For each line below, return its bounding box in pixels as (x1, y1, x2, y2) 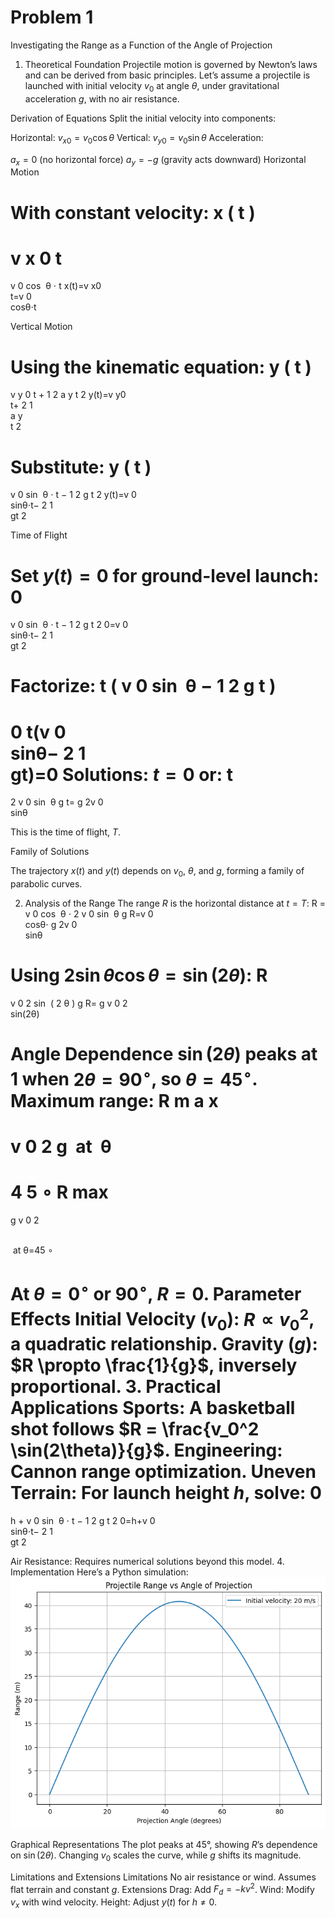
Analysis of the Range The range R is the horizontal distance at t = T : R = (24, 897, 326, 910)
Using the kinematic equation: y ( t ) (10, 356, 312, 378)
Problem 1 (10, 6, 94, 29)
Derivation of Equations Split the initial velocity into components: (10, 112, 277, 124)
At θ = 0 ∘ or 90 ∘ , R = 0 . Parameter (10, 1279, 302, 1306)
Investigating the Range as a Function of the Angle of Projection (10, 39, 273, 51)
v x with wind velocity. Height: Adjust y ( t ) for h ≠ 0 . (10, 1896, 218, 1910)
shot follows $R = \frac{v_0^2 (10, 1418, 260, 1441)
